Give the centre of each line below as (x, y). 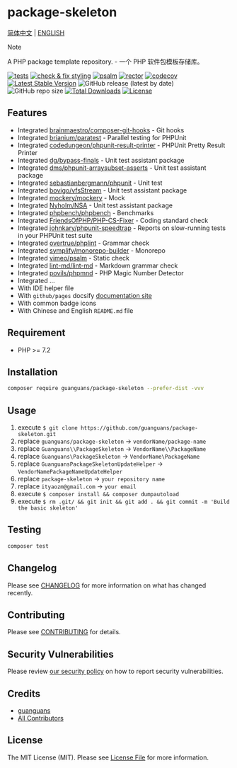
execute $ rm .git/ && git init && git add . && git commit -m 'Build (123, 502)
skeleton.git (37, 435)
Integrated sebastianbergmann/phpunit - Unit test (90, 183)
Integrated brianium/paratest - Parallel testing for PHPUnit (102, 137)
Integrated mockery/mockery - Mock (71, 197)
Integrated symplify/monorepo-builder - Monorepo (92, 250)
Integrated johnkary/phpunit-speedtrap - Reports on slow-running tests (122, 228)
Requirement (36, 333)
